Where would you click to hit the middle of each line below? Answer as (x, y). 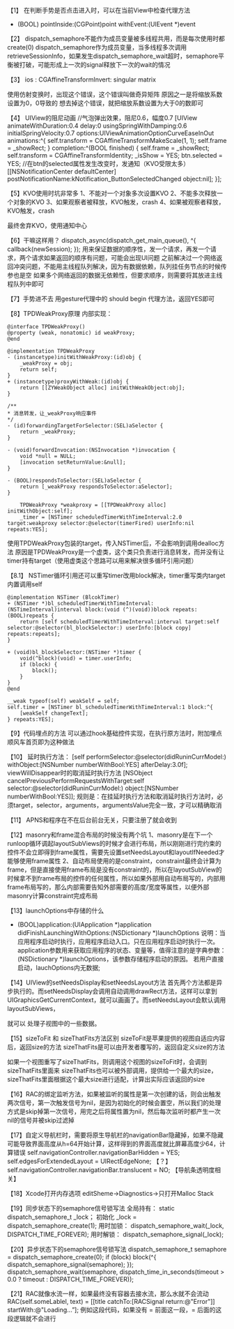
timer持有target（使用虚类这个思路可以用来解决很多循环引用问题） (102, 561)
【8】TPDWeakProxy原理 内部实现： (60, 313)
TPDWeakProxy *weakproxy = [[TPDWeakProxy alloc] (93, 505)
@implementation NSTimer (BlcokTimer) (63, 598)
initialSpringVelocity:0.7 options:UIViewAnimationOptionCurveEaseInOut (111, 133)
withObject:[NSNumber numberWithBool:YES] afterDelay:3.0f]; (97, 765)
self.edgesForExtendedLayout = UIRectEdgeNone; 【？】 (89, 1161)
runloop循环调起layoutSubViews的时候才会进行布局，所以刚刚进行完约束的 (114, 843)
